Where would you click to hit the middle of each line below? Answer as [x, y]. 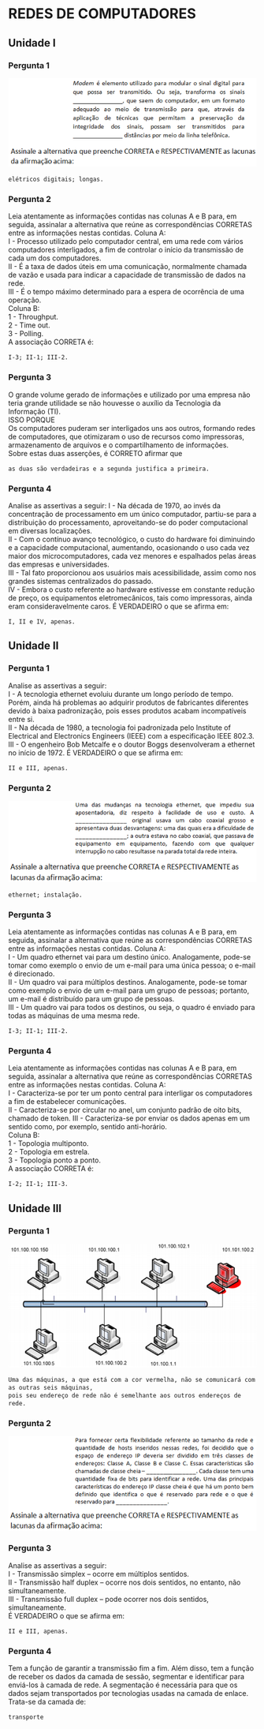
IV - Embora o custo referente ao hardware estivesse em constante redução [132, 589]
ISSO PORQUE [32, 420]
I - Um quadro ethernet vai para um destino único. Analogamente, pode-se [130, 957]
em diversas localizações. [50, 530]
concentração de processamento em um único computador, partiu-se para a [132, 514]
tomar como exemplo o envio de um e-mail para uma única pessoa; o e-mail [132, 965]
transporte [26, 1717]
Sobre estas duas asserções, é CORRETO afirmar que [95, 453]
